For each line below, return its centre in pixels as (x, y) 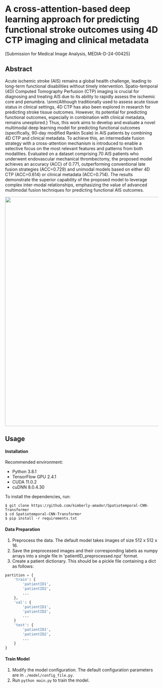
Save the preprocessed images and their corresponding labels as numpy (85, 551)
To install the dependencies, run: (38, 497)
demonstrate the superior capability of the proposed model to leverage (76, 179)
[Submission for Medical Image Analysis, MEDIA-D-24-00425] (68, 54)
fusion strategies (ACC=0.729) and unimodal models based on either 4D (77, 169)
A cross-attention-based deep (68, 9)
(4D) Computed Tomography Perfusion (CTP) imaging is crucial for (72, 91)
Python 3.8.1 (24, 472)
